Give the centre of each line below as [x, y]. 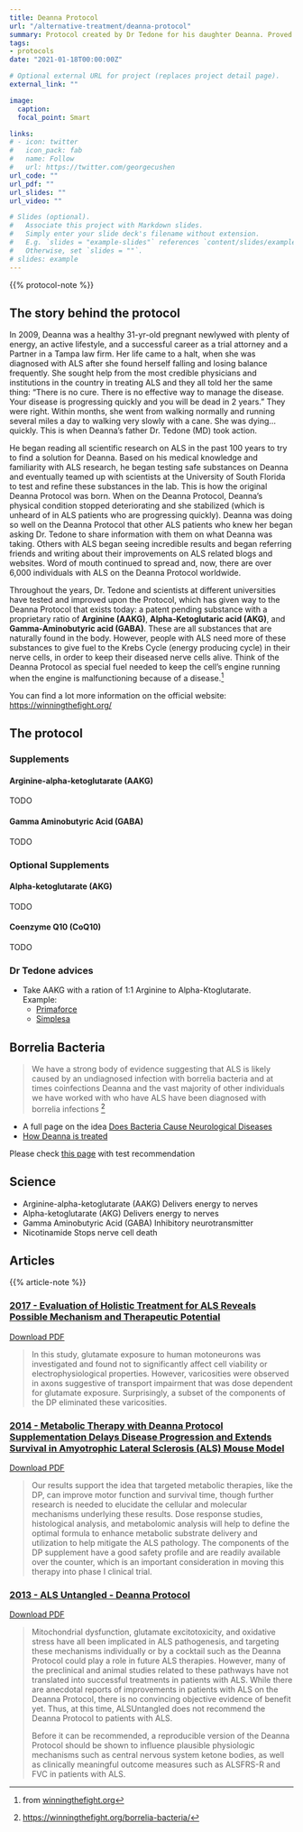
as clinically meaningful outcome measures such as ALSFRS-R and [156, 1764]
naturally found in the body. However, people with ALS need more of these [148, 638]
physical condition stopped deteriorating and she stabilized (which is [137, 505]
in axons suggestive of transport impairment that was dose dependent [162, 1383]
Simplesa [53, 1019]
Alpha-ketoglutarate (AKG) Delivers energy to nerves [120, 1213]
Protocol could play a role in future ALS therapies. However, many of [158, 1661]
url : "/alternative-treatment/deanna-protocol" [101, 26]
